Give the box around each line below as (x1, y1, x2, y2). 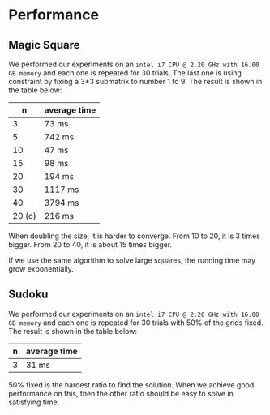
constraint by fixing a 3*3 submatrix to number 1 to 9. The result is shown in (8, 77, 263, 86)
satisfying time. (8, 397, 60, 407)
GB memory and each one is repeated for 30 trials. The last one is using (8, 68, 242, 78)
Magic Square (8, 38, 80, 52)
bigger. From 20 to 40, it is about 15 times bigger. (8, 240, 173, 249)
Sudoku (8, 288, 49, 302)
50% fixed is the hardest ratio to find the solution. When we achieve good (8, 379, 255, 390)
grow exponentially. (8, 264, 75, 273)
